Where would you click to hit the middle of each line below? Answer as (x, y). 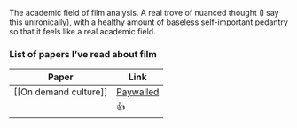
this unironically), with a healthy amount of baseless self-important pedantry (148, 22)
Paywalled (138, 92)
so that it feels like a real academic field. (83, 31)
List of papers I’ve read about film (83, 54)
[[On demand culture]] (61, 92)
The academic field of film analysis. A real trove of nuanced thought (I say (144, 13)
